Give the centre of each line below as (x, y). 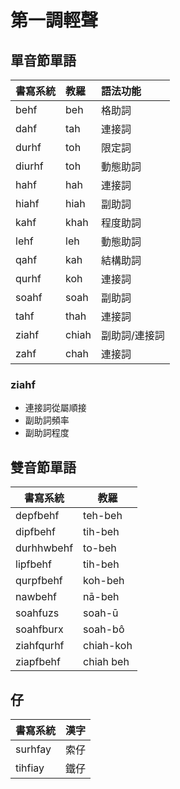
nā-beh (101, 597)
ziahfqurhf (40, 646)
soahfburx (39, 629)
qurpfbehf (39, 581)
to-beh (100, 548)
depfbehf (37, 516)
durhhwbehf (44, 548)
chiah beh (106, 662)
